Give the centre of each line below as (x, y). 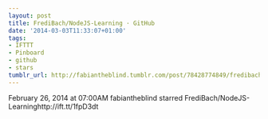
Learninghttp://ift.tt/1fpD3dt (53, 106)
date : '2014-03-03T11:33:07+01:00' (67, 30)
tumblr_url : (28, 75)
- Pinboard (26, 53)
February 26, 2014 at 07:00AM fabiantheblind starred (96, 97)
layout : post (30, 16)
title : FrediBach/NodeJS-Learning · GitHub (82, 23)
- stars (21, 68)
